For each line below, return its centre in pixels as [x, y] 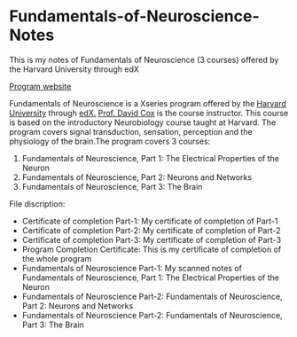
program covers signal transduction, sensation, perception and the [131, 131]
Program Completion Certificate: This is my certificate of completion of [152, 249]
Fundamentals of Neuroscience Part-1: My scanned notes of [132, 268]
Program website [40, 86]
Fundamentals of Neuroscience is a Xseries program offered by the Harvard [148, 103]
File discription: [37, 204]
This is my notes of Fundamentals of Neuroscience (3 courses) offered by [144, 59]
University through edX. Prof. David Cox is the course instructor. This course [149, 113]
